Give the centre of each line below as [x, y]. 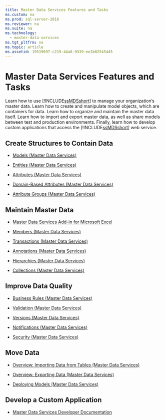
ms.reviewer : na [22, 24]
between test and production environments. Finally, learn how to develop [80, 122]
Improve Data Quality [39, 286]
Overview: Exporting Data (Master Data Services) [63, 374]
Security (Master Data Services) [45, 337]
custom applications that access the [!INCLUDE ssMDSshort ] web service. [81, 128]
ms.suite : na [19, 29]
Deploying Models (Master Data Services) [55, 384]
